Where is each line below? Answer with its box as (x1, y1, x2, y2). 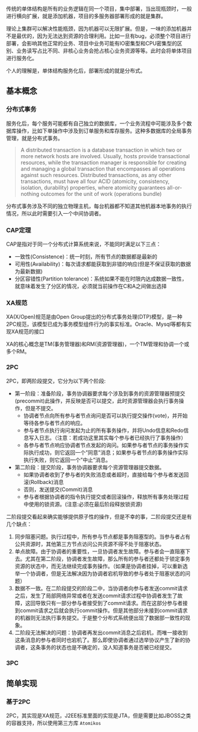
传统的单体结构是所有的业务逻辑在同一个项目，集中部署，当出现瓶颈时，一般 (6, 5, 192, 12)
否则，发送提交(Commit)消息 (23, 486, 93, 493)
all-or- (167, 184, 183, 191)
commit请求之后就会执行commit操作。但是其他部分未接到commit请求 (19, 607, 188, 614)
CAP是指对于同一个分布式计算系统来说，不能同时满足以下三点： (6, 240, 161, 247)
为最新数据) (14, 267, 43, 274)
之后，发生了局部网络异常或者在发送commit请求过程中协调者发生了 (14, 592, 178, 599)
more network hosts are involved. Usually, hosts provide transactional (20, 152, 190, 159)
